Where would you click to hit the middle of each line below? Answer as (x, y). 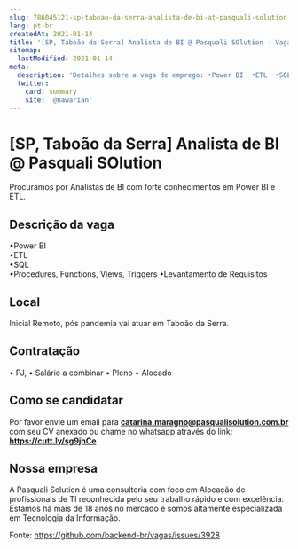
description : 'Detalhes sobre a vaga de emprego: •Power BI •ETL (142, 75)
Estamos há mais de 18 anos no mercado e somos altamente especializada (146, 509)
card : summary (51, 91)
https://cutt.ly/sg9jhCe (53, 441)
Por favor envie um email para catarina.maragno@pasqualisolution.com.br (149, 421)
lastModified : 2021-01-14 (65, 59)
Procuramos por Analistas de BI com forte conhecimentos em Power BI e (142, 187)
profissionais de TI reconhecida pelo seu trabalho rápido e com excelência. (147, 499)
